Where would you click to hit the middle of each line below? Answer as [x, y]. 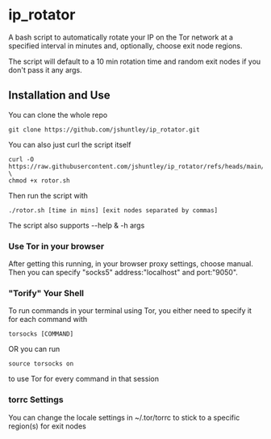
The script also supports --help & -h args [77, 225]
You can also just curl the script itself [70, 144]
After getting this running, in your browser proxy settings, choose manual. [131, 264]
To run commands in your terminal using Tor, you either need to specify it [130, 311]
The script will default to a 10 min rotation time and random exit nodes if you [135, 61]
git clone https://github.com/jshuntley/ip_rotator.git [104, 130]
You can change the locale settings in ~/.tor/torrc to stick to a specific [124, 417]
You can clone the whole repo [58, 115]
